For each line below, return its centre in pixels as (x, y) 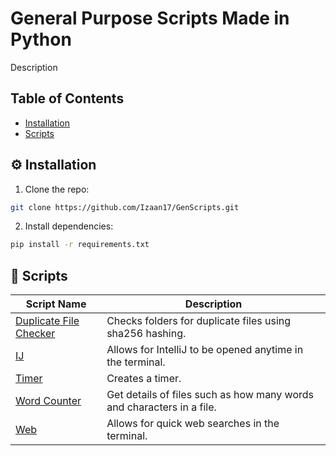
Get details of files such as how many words (210, 395)
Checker (35, 334)
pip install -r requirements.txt (80, 245)
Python (41, 39)
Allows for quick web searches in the (193, 424)
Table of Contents (67, 98)
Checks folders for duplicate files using (199, 321)
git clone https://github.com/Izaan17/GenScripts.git (125, 207)
